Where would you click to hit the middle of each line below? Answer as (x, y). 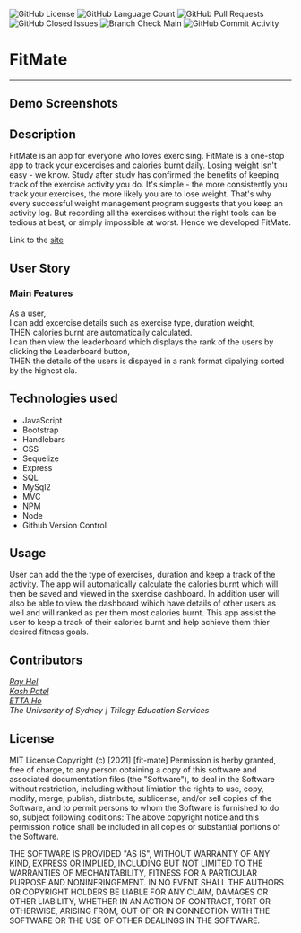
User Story (40, 268)
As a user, (28, 313)
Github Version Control (64, 525)
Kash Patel (29, 692)
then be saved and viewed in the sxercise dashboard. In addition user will (145, 594)
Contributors (46, 660)
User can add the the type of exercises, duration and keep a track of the (142, 575)
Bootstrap (40, 430)
